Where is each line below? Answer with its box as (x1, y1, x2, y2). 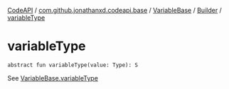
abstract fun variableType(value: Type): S (7, 61, 139, 69)
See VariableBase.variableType (7, 73, 98, 82)
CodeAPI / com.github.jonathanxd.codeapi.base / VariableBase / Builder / (7, 6, 222, 14)
